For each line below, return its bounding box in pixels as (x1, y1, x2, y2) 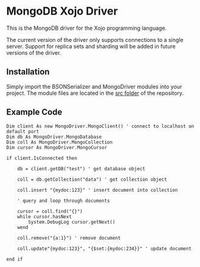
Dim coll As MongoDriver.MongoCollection (6, 139, 113, 145)
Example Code (6, 107, 63, 117)
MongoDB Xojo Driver (6, 4, 119, 18)
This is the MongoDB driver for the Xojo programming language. (6, 24, 167, 32)
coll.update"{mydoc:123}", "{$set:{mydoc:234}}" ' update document (17, 245, 191, 252)
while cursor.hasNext (17, 213, 72, 220)
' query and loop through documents (17, 198, 111, 204)
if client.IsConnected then (6, 155, 78, 161)
